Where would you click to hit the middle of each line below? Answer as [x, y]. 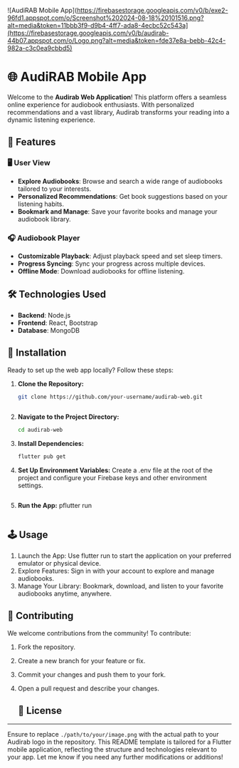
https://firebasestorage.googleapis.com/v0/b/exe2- [153, 10]
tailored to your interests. [54, 189]
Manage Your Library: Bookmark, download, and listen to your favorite [121, 586]
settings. [31, 486]
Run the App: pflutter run [55, 506]
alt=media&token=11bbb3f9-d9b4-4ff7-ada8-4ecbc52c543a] [98, 25]
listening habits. [41, 204]
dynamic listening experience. [52, 120]
